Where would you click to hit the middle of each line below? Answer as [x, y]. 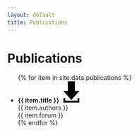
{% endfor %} [38, 123]
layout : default [31, 15]
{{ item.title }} [38, 100]
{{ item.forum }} [40, 115]
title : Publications [38, 22]
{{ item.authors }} [43, 108]
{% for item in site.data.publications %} [74, 78]
